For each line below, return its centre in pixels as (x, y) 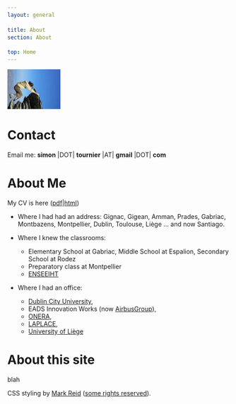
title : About (26, 30)
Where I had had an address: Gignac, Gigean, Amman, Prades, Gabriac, (122, 216)
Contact (31, 135)
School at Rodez (52, 259)
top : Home (22, 52)
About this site (51, 360)
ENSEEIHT (43, 274)
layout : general (31, 15)
